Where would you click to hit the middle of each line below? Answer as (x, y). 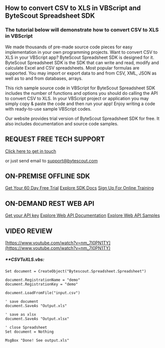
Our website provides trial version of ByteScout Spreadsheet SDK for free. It (82, 118)
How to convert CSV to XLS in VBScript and (73, 8)
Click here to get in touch (31, 151)
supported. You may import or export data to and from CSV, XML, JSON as (81, 73)
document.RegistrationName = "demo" (43, 280)
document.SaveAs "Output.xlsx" (37, 319)
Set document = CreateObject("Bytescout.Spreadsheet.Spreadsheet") (76, 271)
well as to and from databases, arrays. (44, 78)
